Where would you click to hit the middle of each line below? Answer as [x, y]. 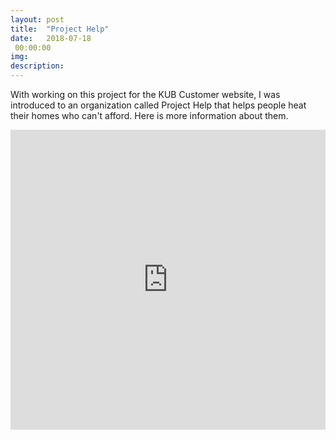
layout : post [37, 19]
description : [37, 66]
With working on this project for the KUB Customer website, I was [145, 94]
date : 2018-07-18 [51, 38]
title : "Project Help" [60, 29]
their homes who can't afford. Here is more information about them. [149, 115]
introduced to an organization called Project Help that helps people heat [158, 105]
